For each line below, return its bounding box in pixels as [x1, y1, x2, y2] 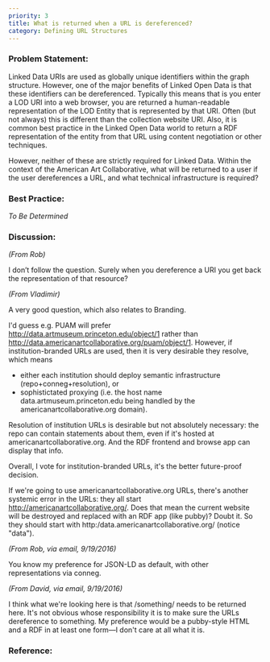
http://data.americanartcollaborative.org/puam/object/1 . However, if [8, 337, 233, 347]
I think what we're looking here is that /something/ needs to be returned [8, 599, 247, 609]
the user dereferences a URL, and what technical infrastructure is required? [8, 172, 260, 182]
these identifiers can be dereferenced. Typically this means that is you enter [8, 89, 261, 98]
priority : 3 [8, 11, 48, 20]
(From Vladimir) [8, 289, 60, 299]
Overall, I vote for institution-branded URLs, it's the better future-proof [8, 461, 242, 471]
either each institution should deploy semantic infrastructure [19, 370, 221, 380]
